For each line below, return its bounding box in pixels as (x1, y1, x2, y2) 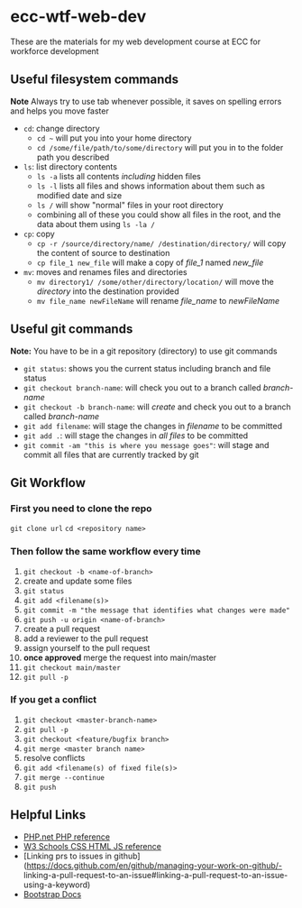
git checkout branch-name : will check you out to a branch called (23, 381, 261, 393)
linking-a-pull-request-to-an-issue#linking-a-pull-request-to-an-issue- (23, 869, 288, 880)
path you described (36, 151, 110, 162)
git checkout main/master (23, 663, 121, 673)
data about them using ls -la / (36, 218, 156, 229)
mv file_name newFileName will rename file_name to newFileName (36, 295, 280, 306)
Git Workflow (10, 475, 87, 491)
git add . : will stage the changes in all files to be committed (23, 430, 249, 441)
